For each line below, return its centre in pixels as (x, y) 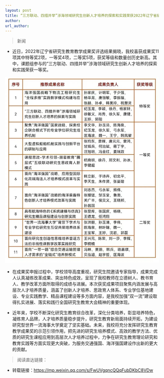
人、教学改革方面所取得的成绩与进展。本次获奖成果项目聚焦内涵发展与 (83, 283)
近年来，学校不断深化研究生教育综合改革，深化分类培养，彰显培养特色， (85, 312)
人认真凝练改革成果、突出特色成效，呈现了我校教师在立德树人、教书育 (83, 278)
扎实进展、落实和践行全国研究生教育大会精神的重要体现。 (74, 302)
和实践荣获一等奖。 (31, 70)
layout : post (18, 10)
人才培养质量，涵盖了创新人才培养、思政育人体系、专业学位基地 (85, 290)
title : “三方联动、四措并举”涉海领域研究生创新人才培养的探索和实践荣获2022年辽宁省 (81, 15)
